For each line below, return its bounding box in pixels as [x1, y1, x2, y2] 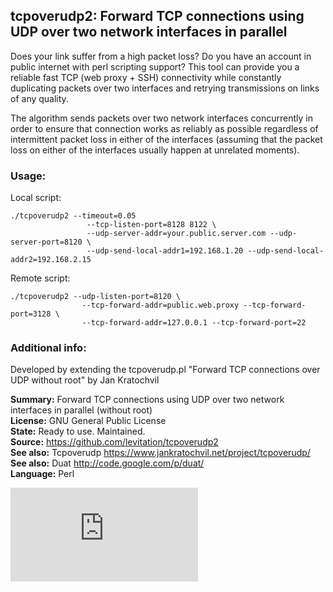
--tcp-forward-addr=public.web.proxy [81, 300, 240, 311]
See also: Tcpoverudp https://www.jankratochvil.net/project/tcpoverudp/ [10, 447, 311, 459]
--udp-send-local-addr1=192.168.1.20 [86, 246, 244, 256]
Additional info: [10, 341, 87, 355]
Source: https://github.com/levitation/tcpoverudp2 [10, 436, 219, 448]
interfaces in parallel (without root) [10, 404, 153, 416]
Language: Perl [10, 468, 75, 480]
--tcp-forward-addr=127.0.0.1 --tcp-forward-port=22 [81, 318, 307, 328]
